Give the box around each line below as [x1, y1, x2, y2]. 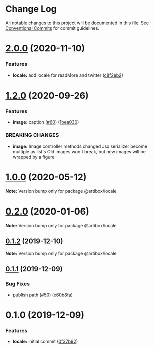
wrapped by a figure [12, 154, 55, 160]
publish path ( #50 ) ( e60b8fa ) [12, 292, 73, 298]
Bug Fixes [5, 280, 30, 287]
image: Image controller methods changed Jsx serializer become [12, 143, 148, 149]
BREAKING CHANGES [5, 131, 59, 138]
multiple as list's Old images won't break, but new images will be [12, 149, 146, 155]
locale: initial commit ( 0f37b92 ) [12, 338, 78, 345]
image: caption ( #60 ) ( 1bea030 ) [12, 119, 79, 125]
